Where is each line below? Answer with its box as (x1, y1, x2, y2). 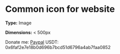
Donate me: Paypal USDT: (5, 39, 59, 45)
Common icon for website (5, 3, 115, 15)
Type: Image (5, 20, 32, 26)
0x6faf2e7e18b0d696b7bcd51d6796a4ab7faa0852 (5, 44, 111, 50)
